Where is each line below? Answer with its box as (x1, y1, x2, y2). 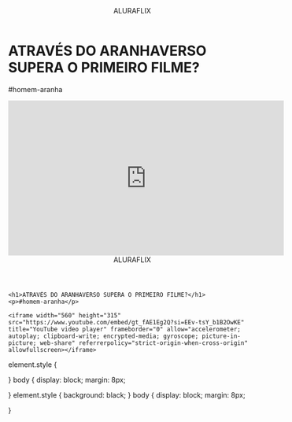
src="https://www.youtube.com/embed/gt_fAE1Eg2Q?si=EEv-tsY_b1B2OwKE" (8, 318, 245, 326)
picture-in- (201, 332, 242, 340)
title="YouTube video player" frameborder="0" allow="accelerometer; (8, 325, 242, 333)
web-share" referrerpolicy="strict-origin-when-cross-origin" (39, 339, 248, 347)
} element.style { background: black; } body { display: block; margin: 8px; (8, 390, 246, 399)
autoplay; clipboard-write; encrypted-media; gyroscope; (8, 332, 199, 340)
